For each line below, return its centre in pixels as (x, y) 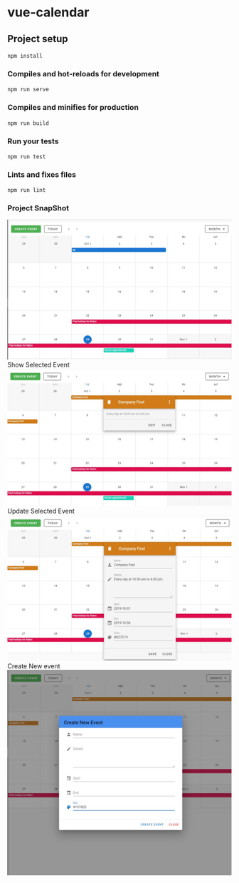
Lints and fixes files (42, 174)
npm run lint (27, 190)
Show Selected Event (38, 364)
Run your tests (33, 141)
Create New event (34, 666)
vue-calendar (49, 12)
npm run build (28, 123)
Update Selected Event (41, 511)
